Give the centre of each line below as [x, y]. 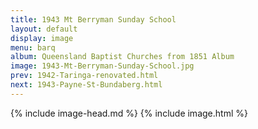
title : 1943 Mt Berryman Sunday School [93, 19]
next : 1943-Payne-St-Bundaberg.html [86, 85]
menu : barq [33, 47]
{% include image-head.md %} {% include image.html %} [129, 113]
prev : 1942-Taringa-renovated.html [84, 76]
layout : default [44, 29]
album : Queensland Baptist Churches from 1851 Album [122, 57]
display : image [42, 38]
